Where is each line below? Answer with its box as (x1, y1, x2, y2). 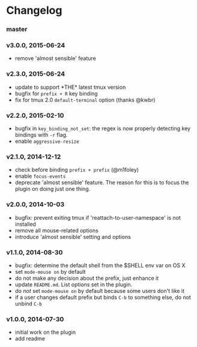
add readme (14, 335, 45, 342)
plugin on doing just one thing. (14, 186, 91, 193)
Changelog (6, 4, 62, 17)
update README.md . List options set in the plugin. (14, 280, 133, 288)
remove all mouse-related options (14, 226, 99, 234)
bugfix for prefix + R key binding (14, 89, 98, 97)
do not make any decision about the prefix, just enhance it (14, 274, 159, 282)
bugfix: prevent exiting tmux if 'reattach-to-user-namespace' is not (14, 214, 181, 221)
